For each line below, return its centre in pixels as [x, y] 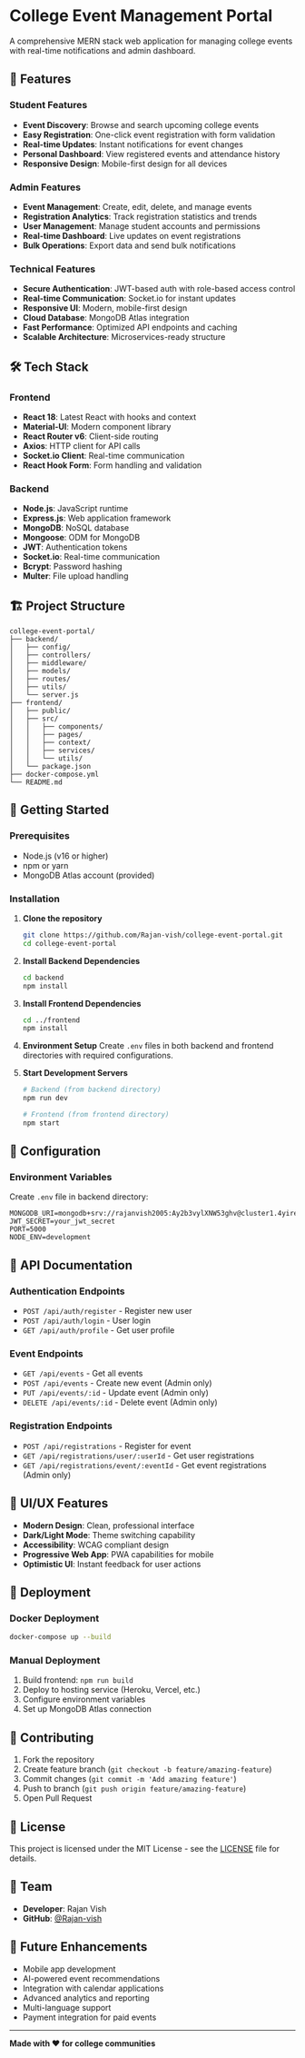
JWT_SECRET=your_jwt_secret [63, 1222]
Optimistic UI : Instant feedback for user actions [112, 1564]
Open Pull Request [57, 1798]
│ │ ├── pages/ [46, 735]
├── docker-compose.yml [54, 775]
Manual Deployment [55, 1661]
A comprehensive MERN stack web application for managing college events [151, 41]
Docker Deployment [54, 1618]
